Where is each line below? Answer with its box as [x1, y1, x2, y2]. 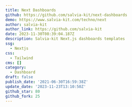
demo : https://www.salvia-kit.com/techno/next [5, 17, 107, 22]
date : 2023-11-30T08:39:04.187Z [5, 31, 74, 37]
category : [5, 65, 27, 70]
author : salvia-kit [5, 22, 47, 27]
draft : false [5, 75, 33, 80]
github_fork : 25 [5, 94, 40, 99]
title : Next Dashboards [5, 7, 56, 13]
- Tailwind [10, 55, 33, 61]
